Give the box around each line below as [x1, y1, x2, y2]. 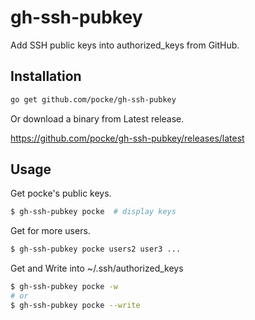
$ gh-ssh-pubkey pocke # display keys [10, 207, 177, 217]
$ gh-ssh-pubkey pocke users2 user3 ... [10, 244, 182, 255]
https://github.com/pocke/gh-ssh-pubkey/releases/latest [10, 132, 245, 144]
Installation [10, 68, 82, 85]
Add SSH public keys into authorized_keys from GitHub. [10, 39, 240, 51]
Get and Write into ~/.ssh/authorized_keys [10, 262, 184, 275]
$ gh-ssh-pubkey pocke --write [10, 300, 141, 310]
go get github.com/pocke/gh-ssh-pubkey [10, 94, 177, 105]
